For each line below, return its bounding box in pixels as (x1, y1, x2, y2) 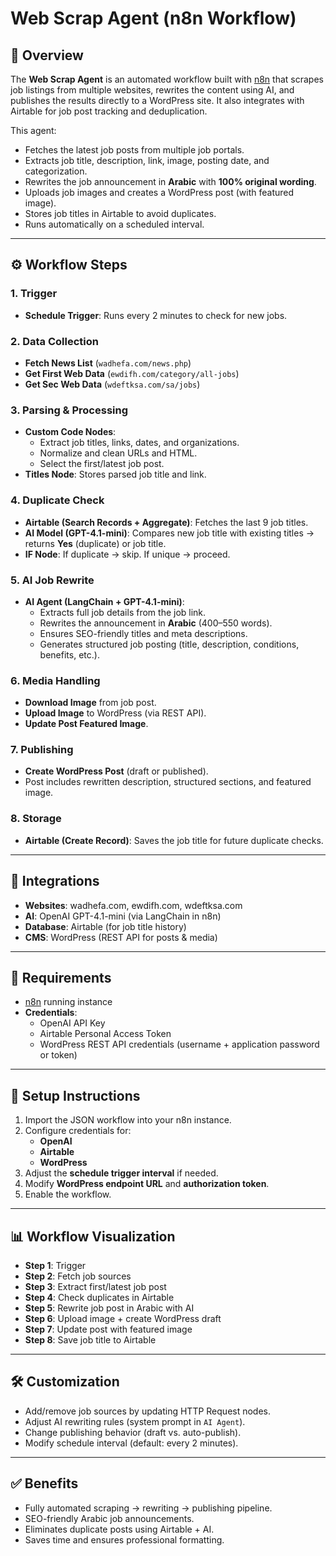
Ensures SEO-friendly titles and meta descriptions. (39, 627, 248, 639)
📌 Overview (10, 47, 84, 64)
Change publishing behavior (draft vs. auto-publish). (24, 1426, 242, 1438)
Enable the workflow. (24, 1188, 112, 1201)
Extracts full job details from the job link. (39, 606, 207, 618)
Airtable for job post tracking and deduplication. (10, 105, 208, 117)
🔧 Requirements (10, 969, 112, 986)
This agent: (10, 125, 57, 136)
